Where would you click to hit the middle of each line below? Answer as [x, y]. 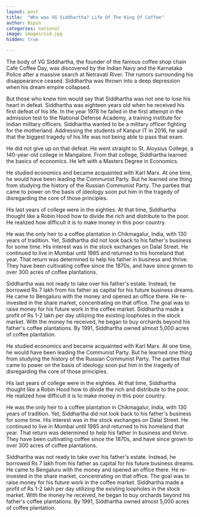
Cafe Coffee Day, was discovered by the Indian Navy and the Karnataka [94, 68]
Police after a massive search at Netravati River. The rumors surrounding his [100, 74]
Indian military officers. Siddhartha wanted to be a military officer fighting [96, 124]
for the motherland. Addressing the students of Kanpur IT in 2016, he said [96, 130]
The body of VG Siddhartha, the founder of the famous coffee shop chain [96, 62]
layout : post [22, 12]
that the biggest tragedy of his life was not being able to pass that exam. [95, 137]
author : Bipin [24, 23]
